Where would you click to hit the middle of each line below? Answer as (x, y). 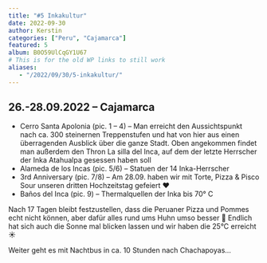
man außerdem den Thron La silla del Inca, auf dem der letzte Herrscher (138, 151)
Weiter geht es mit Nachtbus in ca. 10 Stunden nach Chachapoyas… (120, 250)
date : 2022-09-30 (37, 23)
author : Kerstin (35, 30)
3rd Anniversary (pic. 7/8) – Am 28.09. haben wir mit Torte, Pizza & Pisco (139, 177)
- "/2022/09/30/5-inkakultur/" (71, 75)
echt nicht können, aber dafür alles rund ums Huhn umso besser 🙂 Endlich (130, 218)
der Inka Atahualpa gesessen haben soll (85, 160)
